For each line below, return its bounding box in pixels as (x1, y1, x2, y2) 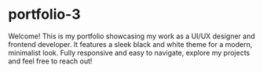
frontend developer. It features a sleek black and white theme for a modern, (8, 39, 253, 49)
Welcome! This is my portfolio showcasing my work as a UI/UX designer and (8, 31, 255, 41)
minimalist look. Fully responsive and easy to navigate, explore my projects (8, 48, 250, 57)
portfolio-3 (8, 5, 81, 23)
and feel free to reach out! (8, 56, 93, 66)
